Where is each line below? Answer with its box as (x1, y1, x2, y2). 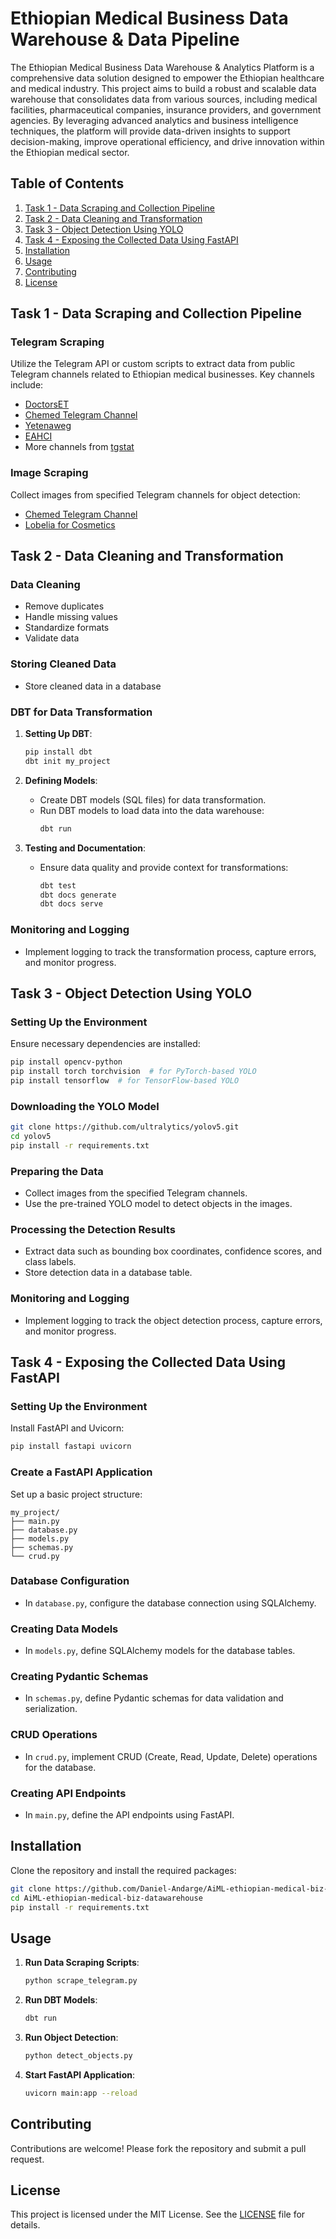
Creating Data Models (10, 1622, 119, 1636)
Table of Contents (10, 175, 125, 192)
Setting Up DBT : (24, 728, 93, 740)
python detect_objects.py (24, 2051, 133, 2061)
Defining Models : (24, 774, 98, 786)
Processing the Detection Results (10, 1223, 176, 1237)
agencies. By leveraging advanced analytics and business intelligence (10, 114, 299, 126)
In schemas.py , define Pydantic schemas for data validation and (24, 1692, 284, 1704)
